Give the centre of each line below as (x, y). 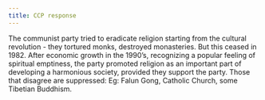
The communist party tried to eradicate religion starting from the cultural (128, 38)
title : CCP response (43, 15)
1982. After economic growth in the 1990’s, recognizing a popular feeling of (132, 55)
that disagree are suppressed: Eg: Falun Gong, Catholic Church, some (123, 80)
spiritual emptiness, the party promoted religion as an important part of (125, 63)
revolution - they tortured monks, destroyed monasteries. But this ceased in (132, 46)
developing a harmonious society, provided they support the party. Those (129, 71)
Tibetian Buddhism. (40, 89)
